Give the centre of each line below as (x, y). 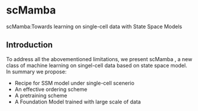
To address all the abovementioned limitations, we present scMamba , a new (99, 59)
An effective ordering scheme (51, 89)
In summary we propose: (36, 72)
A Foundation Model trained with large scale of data (78, 102)
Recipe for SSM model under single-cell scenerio (74, 83)
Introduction (30, 45)
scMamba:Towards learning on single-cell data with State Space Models (94, 26)
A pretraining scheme (41, 95)
